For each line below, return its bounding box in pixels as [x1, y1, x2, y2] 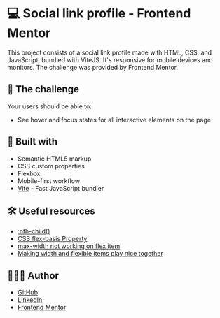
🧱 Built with [7, 136, 58, 147]
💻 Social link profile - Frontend [7, 6, 191, 22]
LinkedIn [17, 296, 43, 304]
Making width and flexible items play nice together [17, 250, 163, 258]
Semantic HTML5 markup [17, 154, 92, 163]
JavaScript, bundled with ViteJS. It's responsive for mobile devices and [7, 55, 213, 64]
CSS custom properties [17, 161, 85, 170]
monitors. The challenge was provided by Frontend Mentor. [7, 63, 179, 71]
